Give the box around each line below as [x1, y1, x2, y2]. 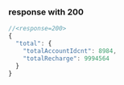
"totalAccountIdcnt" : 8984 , [23, 47, 117, 55]
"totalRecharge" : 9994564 [23, 55, 110, 63]
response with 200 [8, 6, 85, 18]
